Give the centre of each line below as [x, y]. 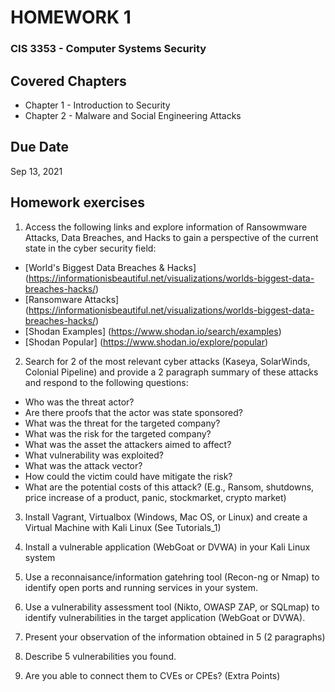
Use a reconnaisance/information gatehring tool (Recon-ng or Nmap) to [172, 577]
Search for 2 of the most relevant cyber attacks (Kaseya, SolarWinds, [167, 361]
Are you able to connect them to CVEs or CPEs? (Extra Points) [152, 675]
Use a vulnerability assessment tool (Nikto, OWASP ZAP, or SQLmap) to [172, 607]
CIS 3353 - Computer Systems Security [108, 49]
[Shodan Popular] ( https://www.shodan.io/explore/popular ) [146, 342]
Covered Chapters [68, 81]
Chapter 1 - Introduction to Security [97, 105]
